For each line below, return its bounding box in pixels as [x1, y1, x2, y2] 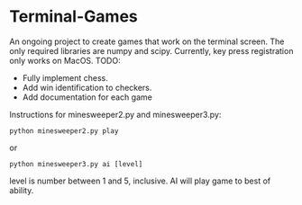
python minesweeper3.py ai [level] [9, 159, 143, 168]
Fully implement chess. [22, 72, 108, 83]
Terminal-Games [9, 6, 138, 27]
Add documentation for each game [22, 92, 153, 102]
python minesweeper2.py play [9, 126, 119, 136]
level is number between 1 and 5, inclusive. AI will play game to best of [9, 175, 271, 186]
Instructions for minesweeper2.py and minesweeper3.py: [9, 109, 222, 120]
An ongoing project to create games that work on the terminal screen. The [9, 36, 285, 47]
